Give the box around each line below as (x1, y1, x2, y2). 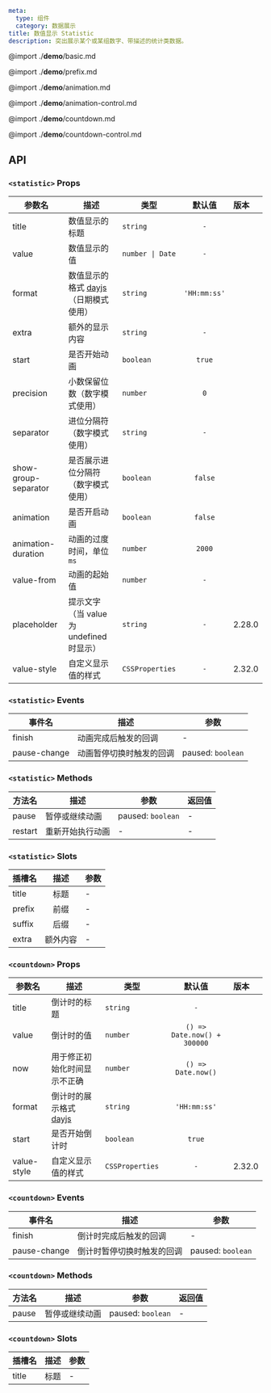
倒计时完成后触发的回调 (77, 1230, 167, 1241)
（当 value (68, 608, 107, 620)
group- (12, 473, 40, 484)
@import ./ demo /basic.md (8, 52, 97, 61)
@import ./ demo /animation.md (8, 82, 110, 92)
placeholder (12, 619, 58, 630)
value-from (12, 574, 56, 586)
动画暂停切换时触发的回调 (77, 747, 175, 759)
